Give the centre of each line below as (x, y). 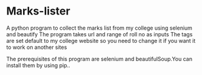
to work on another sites (37, 47)
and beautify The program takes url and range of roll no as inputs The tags (99, 34)
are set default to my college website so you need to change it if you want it (101, 41)
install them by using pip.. (39, 65)
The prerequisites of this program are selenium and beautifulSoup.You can (99, 59)
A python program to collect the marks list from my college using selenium (99, 28)
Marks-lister (39, 11)
